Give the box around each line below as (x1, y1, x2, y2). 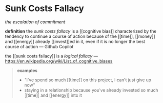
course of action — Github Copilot (5, 44, 74, 49)
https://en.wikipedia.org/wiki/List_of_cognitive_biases (5, 58, 113, 64)
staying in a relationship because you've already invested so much (24, 87, 159, 93)
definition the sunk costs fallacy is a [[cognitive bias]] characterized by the (5, 28, 157, 34)
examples (17, 67, 38, 73)
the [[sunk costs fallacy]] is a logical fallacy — (5, 53, 99, 59)
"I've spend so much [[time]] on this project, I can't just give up (24, 77, 151, 83)
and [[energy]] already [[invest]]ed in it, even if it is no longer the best (5, 38, 145, 44)
